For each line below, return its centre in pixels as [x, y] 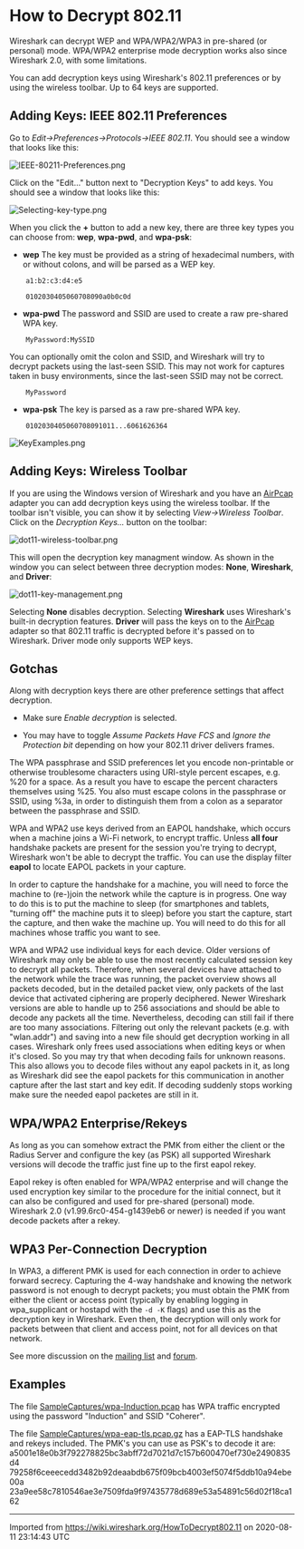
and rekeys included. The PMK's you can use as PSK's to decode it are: [142, 1443]
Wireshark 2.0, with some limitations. [78, 60]
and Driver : [31, 576]
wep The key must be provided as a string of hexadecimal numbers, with [158, 254]
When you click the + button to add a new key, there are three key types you [152, 227]
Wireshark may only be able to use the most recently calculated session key [151, 960]
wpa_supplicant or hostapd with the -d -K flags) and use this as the [135, 1310]
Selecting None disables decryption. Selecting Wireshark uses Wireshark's [150, 611]
